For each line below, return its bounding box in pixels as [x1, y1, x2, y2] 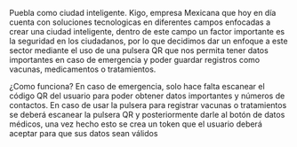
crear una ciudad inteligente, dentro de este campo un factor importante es [9, 27, 285, 36]
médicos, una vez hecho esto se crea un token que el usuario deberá [9, 119, 262, 129]
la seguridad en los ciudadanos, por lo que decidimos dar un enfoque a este [9, 35, 288, 46]
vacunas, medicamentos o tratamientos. [9, 64, 157, 74]
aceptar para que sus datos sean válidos [9, 128, 158, 138]
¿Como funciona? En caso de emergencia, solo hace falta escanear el [9, 81, 265, 91]
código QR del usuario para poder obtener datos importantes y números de [9, 90, 285, 101]
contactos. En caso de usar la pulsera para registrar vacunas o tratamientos [9, 100, 287, 110]
